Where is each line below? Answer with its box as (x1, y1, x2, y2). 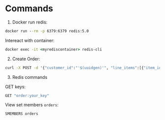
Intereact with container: (5, 37, 55, 43)
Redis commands (12, 74, 48, 80)
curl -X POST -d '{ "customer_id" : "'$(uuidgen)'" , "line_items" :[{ (5, 65, 144, 70)
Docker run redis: (12, 19, 48, 25)
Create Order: (12, 56, 40, 62)
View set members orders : (5, 102, 59, 108)
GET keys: (5, 84, 26, 90)
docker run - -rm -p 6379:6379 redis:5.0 (5, 28, 89, 33)
